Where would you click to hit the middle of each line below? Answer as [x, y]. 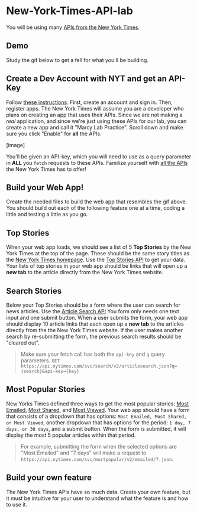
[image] [16, 145]
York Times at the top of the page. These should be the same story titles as [98, 254]
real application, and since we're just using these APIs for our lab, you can [96, 121]
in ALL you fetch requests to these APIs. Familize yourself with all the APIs [97, 163]
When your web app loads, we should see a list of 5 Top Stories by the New [99, 247]
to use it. [17, 504]
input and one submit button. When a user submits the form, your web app [97, 318]
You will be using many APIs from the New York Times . [73, 27]
